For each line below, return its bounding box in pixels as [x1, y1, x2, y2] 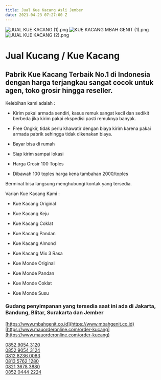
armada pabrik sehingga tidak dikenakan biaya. [12, 130, 112, 137]
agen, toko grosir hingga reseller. [5, 86, 113, 95]
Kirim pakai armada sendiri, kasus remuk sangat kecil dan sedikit [12, 110, 150, 116]
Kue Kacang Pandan [12, 230, 56, 236]
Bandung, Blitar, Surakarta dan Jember [5, 309, 104, 316]
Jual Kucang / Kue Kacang [5, 50, 120, 62]
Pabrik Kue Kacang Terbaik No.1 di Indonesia [5, 70, 151, 79]
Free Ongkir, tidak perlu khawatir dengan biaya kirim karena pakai [12, 125, 151, 131]
